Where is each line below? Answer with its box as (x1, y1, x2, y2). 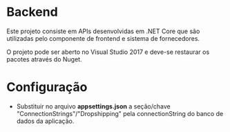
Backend (6, 4, 58, 20)
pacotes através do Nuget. (6, 55, 82, 63)
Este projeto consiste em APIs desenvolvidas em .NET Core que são (6, 27, 200, 35)
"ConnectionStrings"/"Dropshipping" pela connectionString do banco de (16, 109, 224, 117)
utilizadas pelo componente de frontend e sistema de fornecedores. (6, 34, 200, 42)
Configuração (6, 79, 88, 95)
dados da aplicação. (16, 117, 75, 125)
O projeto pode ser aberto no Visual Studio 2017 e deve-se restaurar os (6, 48, 210, 56)
